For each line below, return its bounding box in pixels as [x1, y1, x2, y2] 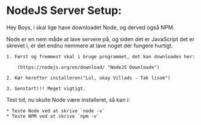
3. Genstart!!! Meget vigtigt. [6, 86, 86, 92]
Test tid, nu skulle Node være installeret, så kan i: [6, 96, 130, 103]
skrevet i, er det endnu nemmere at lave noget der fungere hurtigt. [6, 42, 173, 49]
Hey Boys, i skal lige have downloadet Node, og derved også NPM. [6, 24, 175, 31]
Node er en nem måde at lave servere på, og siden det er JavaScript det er [6, 35, 195, 42]
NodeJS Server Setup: [6, 4, 122, 18]
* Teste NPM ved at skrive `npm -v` [6, 113, 100, 119]
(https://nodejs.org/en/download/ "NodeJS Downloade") [17, 64, 160, 70]
